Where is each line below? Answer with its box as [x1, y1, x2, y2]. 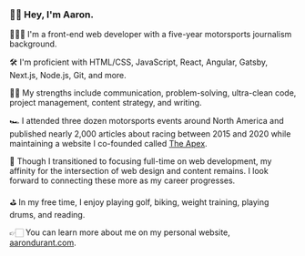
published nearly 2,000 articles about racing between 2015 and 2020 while [9, 128, 291, 139]
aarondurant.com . [9, 237, 76, 249]
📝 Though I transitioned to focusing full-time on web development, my [9, 156, 272, 167]
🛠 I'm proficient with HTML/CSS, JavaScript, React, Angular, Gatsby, [9, 56, 269, 67]
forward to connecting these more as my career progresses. [9, 175, 236, 186]
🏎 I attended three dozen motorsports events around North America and [9, 116, 284, 127]
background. [9, 38, 57, 49]
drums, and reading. [9, 210, 86, 220]
